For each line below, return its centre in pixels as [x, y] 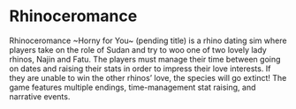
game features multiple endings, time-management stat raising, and [133, 87]
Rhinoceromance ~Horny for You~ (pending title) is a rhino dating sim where [148, 40]
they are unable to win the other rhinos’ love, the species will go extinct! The [148, 77]
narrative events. [40, 96]
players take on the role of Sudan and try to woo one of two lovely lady [138, 49]
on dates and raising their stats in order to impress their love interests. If [140, 69]
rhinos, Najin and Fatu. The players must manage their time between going [145, 59]
